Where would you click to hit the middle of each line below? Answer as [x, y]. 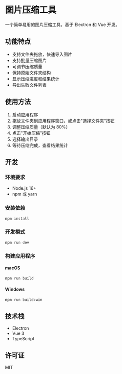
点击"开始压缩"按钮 [31, 133]
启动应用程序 [25, 114]
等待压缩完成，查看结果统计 [40, 145]
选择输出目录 [25, 139]
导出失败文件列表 [29, 85]
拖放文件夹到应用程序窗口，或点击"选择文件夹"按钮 [63, 121]
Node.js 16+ [24, 188]
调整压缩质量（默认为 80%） [41, 127]
